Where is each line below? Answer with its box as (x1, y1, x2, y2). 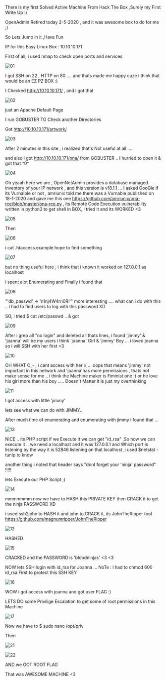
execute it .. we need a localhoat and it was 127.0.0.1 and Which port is (5, 442, 149, 447)
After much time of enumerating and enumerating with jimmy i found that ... (5, 417, 159, 423)
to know (16, 452, 33, 457)
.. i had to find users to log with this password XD (5, 304, 106, 309)
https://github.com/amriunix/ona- (72, 196, 140, 201)
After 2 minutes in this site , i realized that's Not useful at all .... (5, 145, 133, 151)
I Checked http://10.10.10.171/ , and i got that (5, 88, 94, 94)
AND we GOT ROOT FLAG (5, 662, 58, 668)
